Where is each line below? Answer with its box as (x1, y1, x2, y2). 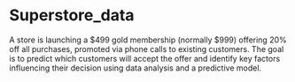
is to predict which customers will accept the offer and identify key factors (9, 53, 281, 63)
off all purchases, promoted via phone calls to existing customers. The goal (9, 43, 284, 54)
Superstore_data (9, 5, 135, 26)
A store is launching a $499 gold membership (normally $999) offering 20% (9, 34, 287, 45)
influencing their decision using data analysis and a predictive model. (9, 63, 262, 73)
